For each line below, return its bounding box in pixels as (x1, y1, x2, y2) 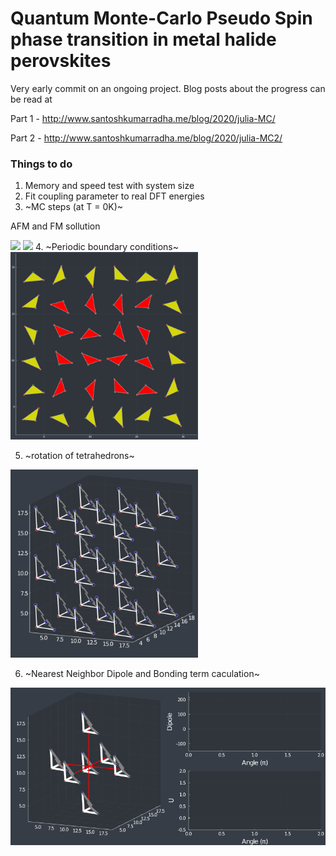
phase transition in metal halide (10, 28, 277, 51)
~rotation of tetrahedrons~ (24, 450, 135, 462)
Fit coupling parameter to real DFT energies (24, 190, 205, 202)
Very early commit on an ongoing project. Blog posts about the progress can (10, 82, 326, 94)
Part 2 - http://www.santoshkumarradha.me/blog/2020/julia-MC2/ (10, 132, 283, 144)
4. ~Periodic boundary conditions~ (34, 241, 179, 253)
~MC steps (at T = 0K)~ (24, 201, 124, 213)
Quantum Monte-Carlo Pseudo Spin (10, 7, 313, 30)
